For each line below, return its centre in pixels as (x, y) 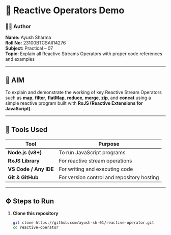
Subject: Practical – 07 (29, 49)
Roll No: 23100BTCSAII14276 (36, 43)
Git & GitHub (23, 177)
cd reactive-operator (35, 227)
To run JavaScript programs (92, 153)
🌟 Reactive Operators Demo (65, 10)
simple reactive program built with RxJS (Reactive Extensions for (74, 103)
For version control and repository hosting (109, 177)
